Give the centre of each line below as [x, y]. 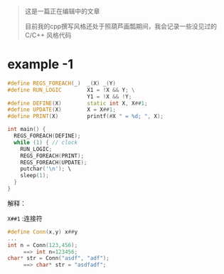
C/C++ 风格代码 [48, 35]
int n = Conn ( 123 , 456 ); [43, 245]
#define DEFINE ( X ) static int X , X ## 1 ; [78, 103]
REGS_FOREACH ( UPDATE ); [54, 162]
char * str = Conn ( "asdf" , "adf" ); [59, 258]
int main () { [27, 130]
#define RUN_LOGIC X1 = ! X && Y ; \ [71, 90]
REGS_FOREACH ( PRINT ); [52, 156]
